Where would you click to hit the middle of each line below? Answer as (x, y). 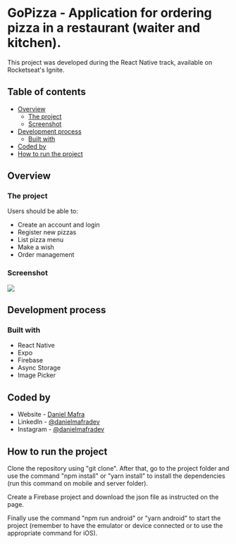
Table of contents (46, 92)
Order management (46, 255)
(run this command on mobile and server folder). (78, 483)
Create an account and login (58, 225)
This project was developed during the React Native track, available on (110, 62)
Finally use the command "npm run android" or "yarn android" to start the (114, 518)
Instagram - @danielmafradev (61, 429)
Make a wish (36, 247)
